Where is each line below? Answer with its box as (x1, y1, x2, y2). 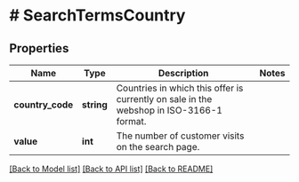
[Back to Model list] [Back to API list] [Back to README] (9, 163, 214, 174)
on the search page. (116, 141, 200, 153)
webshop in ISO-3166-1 (116, 104, 222, 116)
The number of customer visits (116, 130, 245, 142)
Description (158, 67, 209, 79)
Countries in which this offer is (116, 82, 244, 94)
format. (116, 115, 147, 127)
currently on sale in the (116, 93, 213, 105)
